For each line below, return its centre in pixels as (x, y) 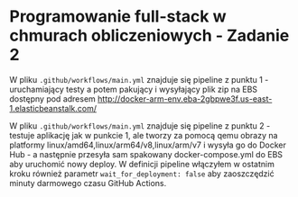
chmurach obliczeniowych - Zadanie (149, 36)
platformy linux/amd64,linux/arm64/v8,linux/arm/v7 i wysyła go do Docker (148, 145)
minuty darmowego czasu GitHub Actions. (88, 183)
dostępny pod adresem (53, 98)
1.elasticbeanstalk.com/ (53, 108)
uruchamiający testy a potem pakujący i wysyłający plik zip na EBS (134, 89)
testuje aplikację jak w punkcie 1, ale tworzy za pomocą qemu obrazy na (144, 135)
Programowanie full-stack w (118, 17)
